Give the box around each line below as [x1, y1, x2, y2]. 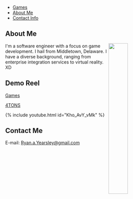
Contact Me [5, 126, 43, 135]
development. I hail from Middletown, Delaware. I [5, 48, 107, 54]
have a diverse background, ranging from [5, 53, 92, 59]
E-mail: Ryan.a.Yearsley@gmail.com [5, 140, 80, 146]
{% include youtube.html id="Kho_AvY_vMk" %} [5, 112, 105, 118]
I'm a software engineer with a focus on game [5, 43, 101, 49]
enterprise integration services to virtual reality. [5, 59, 104, 65]
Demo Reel [5, 79, 40, 88]
